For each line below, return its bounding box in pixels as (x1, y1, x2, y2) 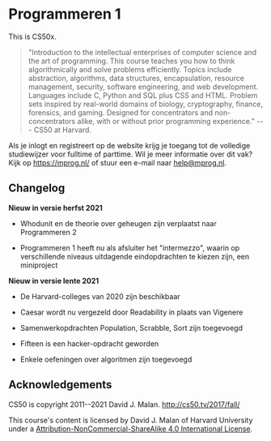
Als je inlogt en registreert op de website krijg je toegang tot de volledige (8, 140, 251, 150)
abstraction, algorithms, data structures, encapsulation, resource (28, 73, 245, 83)
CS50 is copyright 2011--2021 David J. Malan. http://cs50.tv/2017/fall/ (8, 399, 240, 409)
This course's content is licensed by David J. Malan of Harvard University (8, 415, 253, 425)
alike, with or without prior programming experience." (77, 116, 255, 126)
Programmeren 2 (19, 227, 77, 237)
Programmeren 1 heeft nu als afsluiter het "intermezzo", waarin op (19, 242, 240, 252)
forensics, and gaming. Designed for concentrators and (28, 107, 214, 118)
